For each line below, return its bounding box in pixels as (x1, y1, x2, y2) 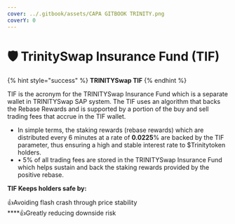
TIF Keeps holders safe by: (7, 184, 87, 193)
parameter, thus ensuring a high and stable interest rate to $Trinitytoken (17, 141, 226, 150)
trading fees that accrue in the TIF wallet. (7, 112, 126, 121)
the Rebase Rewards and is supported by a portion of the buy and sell (7, 105, 209, 113)
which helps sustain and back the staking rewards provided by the (17, 163, 210, 172)
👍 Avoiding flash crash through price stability (7, 198, 137, 207)
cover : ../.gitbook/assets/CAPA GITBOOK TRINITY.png (7, 10, 165, 18)
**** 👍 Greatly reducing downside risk (7, 209, 116, 218)
